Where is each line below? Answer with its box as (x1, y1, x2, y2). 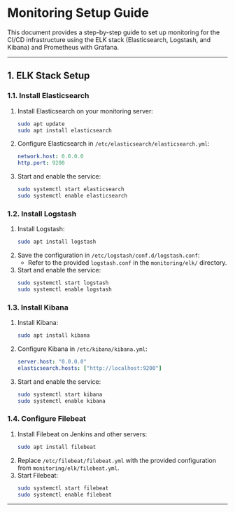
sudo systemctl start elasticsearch (17, 186, 124, 193)
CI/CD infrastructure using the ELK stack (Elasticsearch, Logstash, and (7, 35, 211, 43)
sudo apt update (17, 120, 65, 127)
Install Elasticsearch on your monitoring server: (17, 106, 154, 115)
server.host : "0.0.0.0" (17, 358, 87, 365)
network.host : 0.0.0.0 (17, 153, 84, 160)
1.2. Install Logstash (7, 209, 77, 219)
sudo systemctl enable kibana (17, 397, 106, 404)
